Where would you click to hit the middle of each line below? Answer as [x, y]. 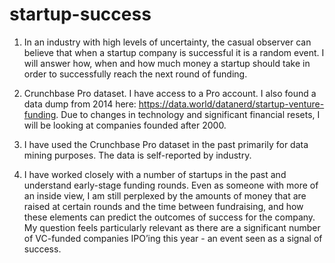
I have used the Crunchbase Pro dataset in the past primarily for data [166, 144]
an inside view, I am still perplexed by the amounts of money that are [165, 195]
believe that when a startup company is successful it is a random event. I [174, 52]
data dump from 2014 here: [80, 104]
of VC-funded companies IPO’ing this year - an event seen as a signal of [173, 238]
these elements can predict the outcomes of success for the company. [169, 217]
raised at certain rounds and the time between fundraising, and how [163, 206]
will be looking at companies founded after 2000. [125, 125]
